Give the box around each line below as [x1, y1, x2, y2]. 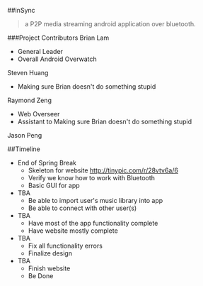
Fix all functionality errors [28, 241, 103, 250]
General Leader [17, 48, 64, 55]
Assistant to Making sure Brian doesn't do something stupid [17, 117, 192, 126]
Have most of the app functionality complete [28, 219, 158, 227]
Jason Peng [7, 131, 42, 139]
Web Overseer [17, 110, 60, 118]
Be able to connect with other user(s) [28, 204, 137, 212]
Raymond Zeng [7, 96, 52, 104]
